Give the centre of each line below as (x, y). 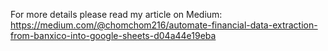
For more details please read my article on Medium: (116, 14)
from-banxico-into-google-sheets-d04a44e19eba (113, 35)
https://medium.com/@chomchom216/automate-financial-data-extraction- (164, 25)
